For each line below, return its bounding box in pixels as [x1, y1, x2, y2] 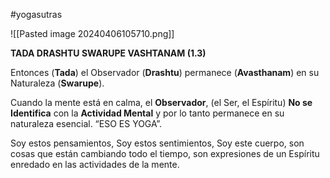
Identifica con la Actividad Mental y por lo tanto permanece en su [10, 107, 285, 119]
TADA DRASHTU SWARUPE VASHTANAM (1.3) [10, 47, 207, 59]
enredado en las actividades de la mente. [10, 159, 180, 170]
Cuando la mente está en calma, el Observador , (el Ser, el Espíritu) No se [10, 97, 313, 108]
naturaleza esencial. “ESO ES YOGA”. [10, 118, 163, 129]
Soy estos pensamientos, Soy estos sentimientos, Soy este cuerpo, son [10, 137, 305, 149]
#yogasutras [10, 9, 63, 20]
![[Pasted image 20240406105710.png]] [10, 28, 175, 39]
